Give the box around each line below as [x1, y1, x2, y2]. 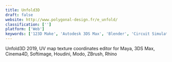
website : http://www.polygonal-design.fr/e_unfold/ [5, 17, 118, 22]
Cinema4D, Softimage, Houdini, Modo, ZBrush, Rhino [5, 51, 117, 57]
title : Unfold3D [5, 7, 40, 13]
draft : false [5, 12, 33, 17]
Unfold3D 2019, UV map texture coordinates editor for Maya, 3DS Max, [5, 46, 155, 51]
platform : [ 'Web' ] [5, 27, 45, 32]
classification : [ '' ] [5, 22, 52, 27]
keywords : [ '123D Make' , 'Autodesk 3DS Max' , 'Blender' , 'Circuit [5, 31, 150, 36]
